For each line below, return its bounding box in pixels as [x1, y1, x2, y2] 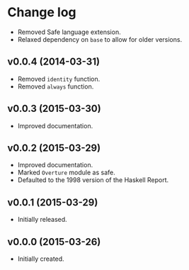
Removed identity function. [17, 74, 101, 83]
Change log [7, 4, 76, 21]
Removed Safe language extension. [17, 28, 122, 36]
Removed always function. [17, 82, 94, 91]
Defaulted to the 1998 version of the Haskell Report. [17, 176, 169, 184]
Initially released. [17, 215, 67, 224]
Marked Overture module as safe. [17, 168, 115, 177]
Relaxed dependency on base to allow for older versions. [17, 35, 183, 43]
